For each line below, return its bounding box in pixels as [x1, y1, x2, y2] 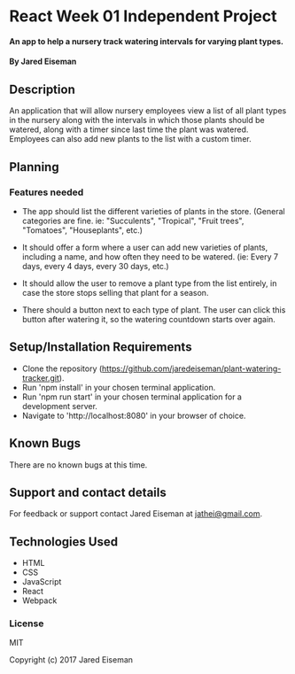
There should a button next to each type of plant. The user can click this [21, 304, 286, 315]
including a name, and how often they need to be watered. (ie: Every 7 [21, 251, 279, 262]
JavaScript [21, 577, 62, 587]
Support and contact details [9, 484, 167, 500]
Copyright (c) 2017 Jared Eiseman [9, 655, 134, 665]
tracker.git [21, 372, 60, 383]
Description [9, 81, 75, 97]
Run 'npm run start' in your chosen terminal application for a [21, 391, 242, 402]
